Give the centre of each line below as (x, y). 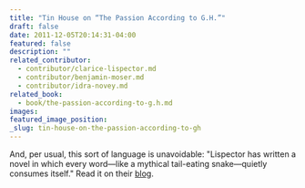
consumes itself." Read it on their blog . (82, 173)
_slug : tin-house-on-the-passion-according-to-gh (106, 129)
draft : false (34, 26)
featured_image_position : (58, 120)
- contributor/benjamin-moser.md (81, 78)
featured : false (40, 43)
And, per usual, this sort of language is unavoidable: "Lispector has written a (153, 154)
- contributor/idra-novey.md (73, 86)
